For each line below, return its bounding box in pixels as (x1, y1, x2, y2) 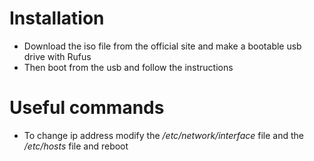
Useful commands (9, 97, 165, 119)
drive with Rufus (23, 50, 92, 62)
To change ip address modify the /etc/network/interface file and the (23, 129, 304, 141)
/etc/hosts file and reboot (23, 140, 129, 152)
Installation (9, 7, 105, 30)
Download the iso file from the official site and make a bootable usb (23, 40, 302, 52)
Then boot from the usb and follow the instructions (23, 61, 234, 73)
